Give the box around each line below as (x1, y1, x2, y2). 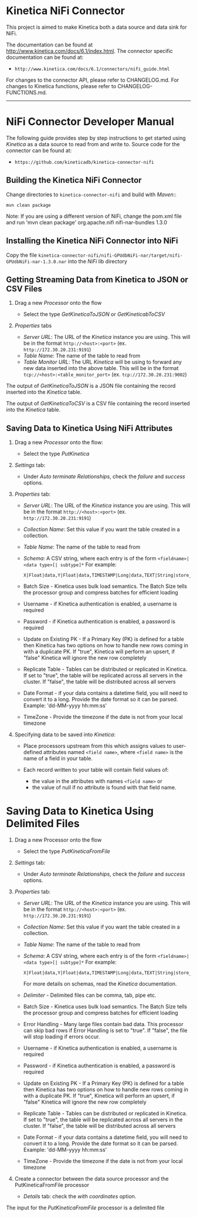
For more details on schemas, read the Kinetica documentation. (23, 980, 177, 987)
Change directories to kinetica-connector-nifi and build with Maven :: (6, 191, 177, 198)
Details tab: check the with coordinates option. (23, 1193, 137, 1200)
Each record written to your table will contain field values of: (23, 766, 169, 774)
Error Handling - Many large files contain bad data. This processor (23, 1021, 184, 1028)
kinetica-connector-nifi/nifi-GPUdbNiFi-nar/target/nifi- (38, 253, 183, 258)
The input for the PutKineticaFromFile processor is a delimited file (6, 1204, 165, 1211)
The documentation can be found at (6, 41, 93, 48)
